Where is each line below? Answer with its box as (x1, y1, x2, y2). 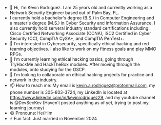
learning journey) (9, 105, 44, 110)
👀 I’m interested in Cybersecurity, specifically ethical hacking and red (9, 41, 149, 46)
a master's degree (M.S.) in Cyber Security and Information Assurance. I (9, 20, 155, 26)
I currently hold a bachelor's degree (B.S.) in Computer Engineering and (9, 15, 155, 20)
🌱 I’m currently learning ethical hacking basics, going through (9, 56, 133, 62)
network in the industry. (9, 77, 58, 83)
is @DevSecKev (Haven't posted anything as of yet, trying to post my (9, 100, 149, 106)
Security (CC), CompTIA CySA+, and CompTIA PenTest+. (9, 36, 124, 41)
